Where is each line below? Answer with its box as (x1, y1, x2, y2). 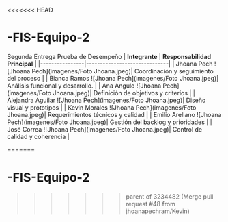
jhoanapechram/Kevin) (126, 207, 190, 215)
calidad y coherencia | (7, 132, 70, 140)
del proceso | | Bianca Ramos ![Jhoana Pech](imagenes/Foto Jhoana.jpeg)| (7, 74, 219, 82)
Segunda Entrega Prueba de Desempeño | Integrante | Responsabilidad (7, 52, 212, 60)
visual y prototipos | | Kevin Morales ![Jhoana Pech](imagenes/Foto (7, 103, 197, 112)
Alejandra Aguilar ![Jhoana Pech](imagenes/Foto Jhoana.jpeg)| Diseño (7, 96, 206, 104)
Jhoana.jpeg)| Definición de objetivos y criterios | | (53, 88, 196, 97)
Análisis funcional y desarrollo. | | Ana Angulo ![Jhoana (7, 82, 162, 90)
